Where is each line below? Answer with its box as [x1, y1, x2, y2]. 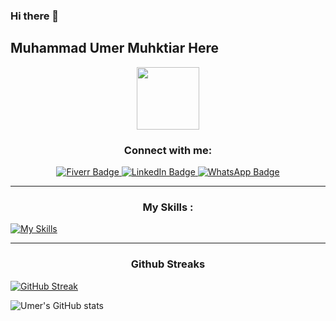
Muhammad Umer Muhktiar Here [10, 40, 219, 57]
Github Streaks [130, 257, 206, 271]
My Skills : [142, 200, 194, 214]
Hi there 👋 [10, 9, 60, 23]
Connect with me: [123, 143, 213, 157]
